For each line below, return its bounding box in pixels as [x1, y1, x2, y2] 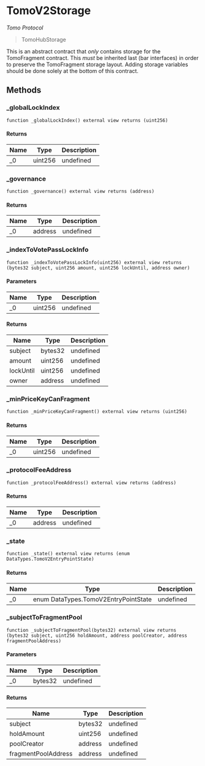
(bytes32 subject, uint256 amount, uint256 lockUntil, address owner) [6, 265, 190, 271]
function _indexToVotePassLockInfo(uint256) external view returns [6, 259, 182, 265]
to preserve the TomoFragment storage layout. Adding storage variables [6, 61, 188, 68]
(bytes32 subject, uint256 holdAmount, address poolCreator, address [6, 632, 188, 639]
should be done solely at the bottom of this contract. [6, 67, 139, 74]
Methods [6, 85, 42, 96]
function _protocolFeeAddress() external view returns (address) [6, 479, 176, 486]
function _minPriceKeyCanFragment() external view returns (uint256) [6, 409, 188, 415]
